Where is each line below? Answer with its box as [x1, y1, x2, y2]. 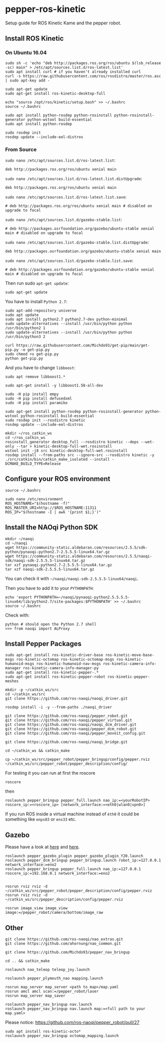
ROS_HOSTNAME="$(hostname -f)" [5, 501, 70, 506]
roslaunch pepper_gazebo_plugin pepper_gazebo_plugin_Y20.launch [5, 854, 143, 859]
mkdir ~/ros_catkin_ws [5, 431, 52, 436]
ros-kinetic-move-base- [105, 652, 155, 658]
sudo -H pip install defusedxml [5, 396, 72, 401]
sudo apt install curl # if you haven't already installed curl [5, 69, 141, 74]
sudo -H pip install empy [5, 392, 59, 397]
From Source [5, 146, 37, 153]
